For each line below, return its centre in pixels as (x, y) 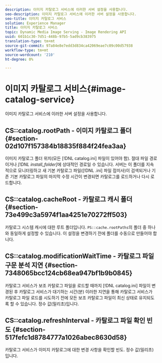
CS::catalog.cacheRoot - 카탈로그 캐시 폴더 (69, 199)
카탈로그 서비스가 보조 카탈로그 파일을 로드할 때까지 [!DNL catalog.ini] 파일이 (78, 285)
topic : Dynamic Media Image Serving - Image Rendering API (66, 32)
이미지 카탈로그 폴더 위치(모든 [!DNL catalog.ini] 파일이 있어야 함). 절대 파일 (77, 158)
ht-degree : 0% (19, 59)
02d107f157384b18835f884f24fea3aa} (66, 146)
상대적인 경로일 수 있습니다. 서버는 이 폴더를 (103, 164)
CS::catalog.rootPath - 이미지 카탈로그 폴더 (68, 130)
